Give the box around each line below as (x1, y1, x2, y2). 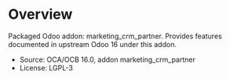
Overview (8, 5, 73, 23)
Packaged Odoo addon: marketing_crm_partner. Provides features (8, 31, 222, 41)
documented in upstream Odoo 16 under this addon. (8, 39, 177, 48)
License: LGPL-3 (19, 63, 73, 72)
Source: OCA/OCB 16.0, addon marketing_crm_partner (19, 55, 196, 64)
